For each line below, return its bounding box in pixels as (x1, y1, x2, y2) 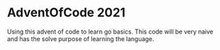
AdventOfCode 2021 (7, 5, 126, 21)
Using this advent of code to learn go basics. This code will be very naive (7, 27, 214, 36)
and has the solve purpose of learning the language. (7, 34, 154, 42)
